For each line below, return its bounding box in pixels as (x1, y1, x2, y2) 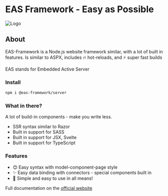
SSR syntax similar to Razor (12, 123, 70, 130)
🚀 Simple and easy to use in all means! (12, 175, 93, 181)
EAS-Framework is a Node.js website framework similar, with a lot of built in (5, 48, 163, 54)
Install (5, 79, 21, 86)
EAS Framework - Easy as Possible (5, 4, 154, 15)
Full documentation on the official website (5, 185, 93, 191)
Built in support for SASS (12, 129, 65, 135)
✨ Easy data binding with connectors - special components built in (12, 169, 152, 176)
